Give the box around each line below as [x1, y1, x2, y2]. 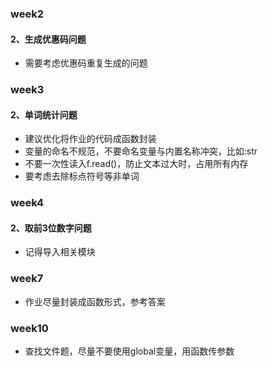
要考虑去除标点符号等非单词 [24, 170, 140, 182]
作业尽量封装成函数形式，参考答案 [24, 295, 166, 307]
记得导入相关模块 [24, 246, 96, 258]
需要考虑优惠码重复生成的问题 [24, 57, 148, 69]
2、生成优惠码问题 [10, 33, 87, 45]
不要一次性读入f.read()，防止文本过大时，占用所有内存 [24, 158, 249, 170]
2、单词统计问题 [10, 108, 78, 121]
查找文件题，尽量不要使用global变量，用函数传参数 [24, 345, 235, 357]
